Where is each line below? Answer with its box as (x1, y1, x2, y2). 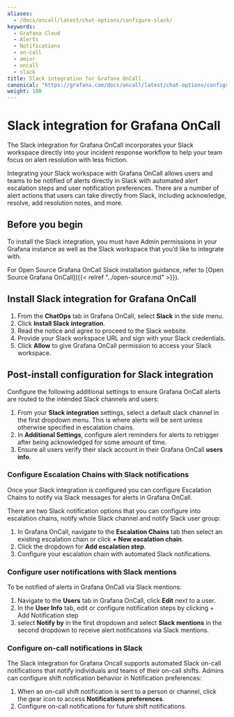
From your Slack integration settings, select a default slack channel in (17, 408, 219, 416)
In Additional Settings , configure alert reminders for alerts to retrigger (17, 430, 219, 439)
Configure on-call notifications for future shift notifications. (17, 702, 187, 711)
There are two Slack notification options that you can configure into (7, 506, 201, 515)
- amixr (13, 56, 36, 63)
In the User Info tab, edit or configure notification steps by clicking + (17, 604, 214, 613)
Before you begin (7, 219, 84, 230)
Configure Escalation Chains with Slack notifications (7, 470, 189, 480)
